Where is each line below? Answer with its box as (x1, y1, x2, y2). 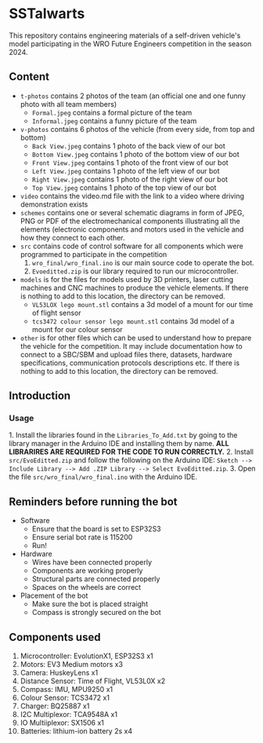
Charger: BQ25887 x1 (20, 701, 90, 711)
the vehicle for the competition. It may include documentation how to (20, 341, 243, 350)
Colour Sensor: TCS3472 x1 (20, 693, 110, 703)
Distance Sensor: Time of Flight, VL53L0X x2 (20, 676, 166, 686)
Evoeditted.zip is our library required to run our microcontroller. (31, 266, 239, 276)
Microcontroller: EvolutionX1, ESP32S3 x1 (20, 651, 153, 661)
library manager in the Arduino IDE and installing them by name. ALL (9, 439, 229, 448)
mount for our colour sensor (31, 324, 124, 334)
